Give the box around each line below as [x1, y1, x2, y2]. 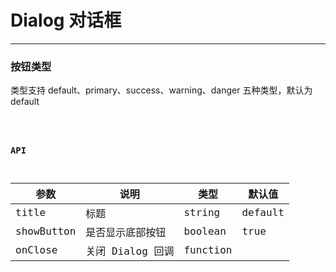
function [183, 244, 233, 257]
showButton [15, 225, 77, 238]
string [183, 206, 221, 220]
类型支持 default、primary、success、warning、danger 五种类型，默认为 [10, 84, 313, 96]
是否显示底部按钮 [85, 226, 167, 239]
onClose [15, 244, 58, 257]
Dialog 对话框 [10, 9, 122, 32]
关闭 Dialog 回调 [85, 244, 175, 258]
